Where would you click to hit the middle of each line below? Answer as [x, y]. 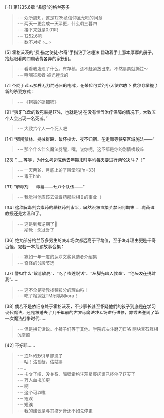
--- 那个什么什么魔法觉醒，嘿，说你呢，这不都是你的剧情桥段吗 [81, 149]
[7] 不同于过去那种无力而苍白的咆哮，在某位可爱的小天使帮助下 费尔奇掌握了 [82, 85]
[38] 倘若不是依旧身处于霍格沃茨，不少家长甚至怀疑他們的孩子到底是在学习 [81, 306]
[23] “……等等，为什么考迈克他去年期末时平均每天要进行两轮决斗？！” [75, 160]
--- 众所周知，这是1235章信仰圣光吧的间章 [60, 18]
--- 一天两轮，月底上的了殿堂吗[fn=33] [56, 170]
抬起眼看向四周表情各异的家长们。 [39, 58]
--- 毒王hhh [29, 176]
